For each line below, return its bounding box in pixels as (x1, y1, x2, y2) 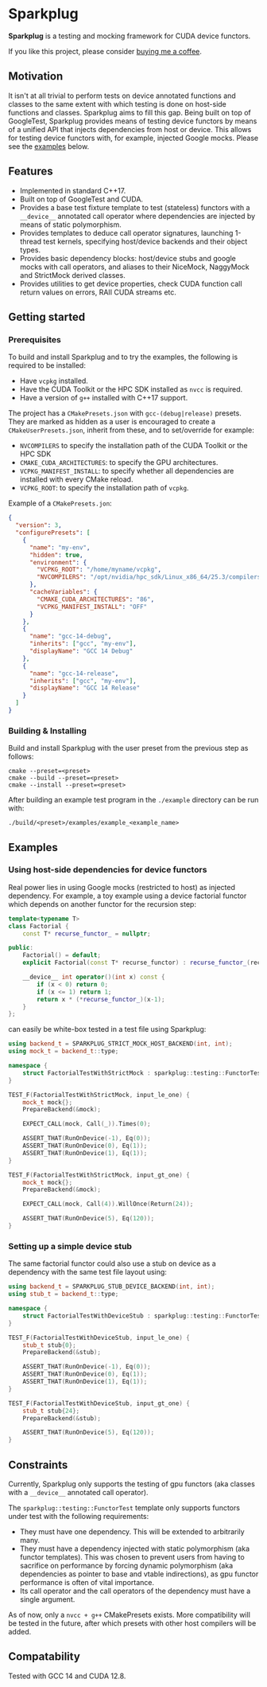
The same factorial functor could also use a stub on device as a (8, 1259, 216, 1268)
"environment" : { (29, 558, 87, 566)
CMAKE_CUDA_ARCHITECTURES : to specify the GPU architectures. (19, 458, 219, 467)
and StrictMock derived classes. (19, 270, 126, 279)
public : (8, 944, 34, 952)
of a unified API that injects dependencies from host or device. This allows (8, 124, 252, 134)
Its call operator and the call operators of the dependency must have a (19, 1586, 251, 1595)
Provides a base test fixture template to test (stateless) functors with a (19, 202, 250, 212)
